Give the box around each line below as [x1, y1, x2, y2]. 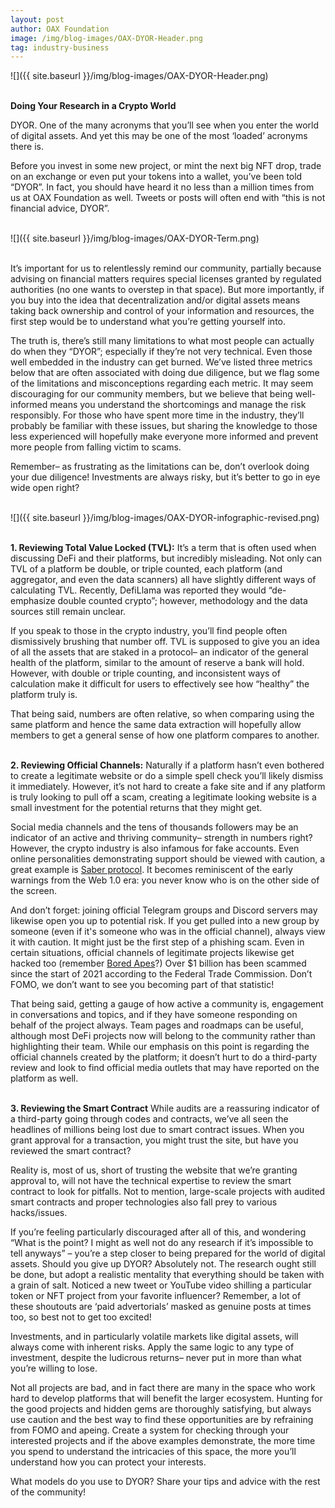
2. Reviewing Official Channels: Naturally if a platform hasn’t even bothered [10, 759, 325, 771]
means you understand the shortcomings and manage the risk [49, 399, 307, 411]
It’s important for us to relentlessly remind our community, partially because [10, 262, 322, 275]
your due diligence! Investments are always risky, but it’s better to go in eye [10, 471, 321, 483]
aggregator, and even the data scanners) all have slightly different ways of [10, 574, 317, 586]
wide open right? [10, 482, 80, 494]
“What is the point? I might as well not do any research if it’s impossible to [10, 1237, 314, 1249]
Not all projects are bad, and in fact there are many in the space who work [10, 1382, 316, 1394]
